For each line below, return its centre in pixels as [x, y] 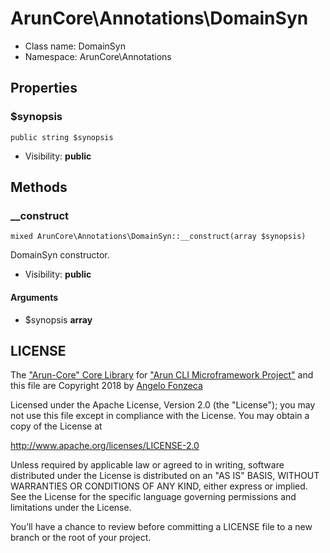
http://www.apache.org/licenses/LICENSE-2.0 [105, 446]
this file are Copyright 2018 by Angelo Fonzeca [106, 386]
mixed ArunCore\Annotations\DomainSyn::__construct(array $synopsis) [158, 237]
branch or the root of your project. [81, 538]
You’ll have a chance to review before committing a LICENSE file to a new [161, 527]
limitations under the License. [71, 508]
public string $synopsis [62, 137]
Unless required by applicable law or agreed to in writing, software [147, 465]
